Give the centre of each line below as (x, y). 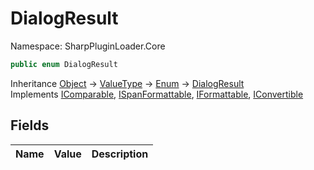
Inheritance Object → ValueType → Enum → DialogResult (127, 83)
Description (120, 154)
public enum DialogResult (64, 64)
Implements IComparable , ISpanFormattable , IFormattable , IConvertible (157, 94)
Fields (30, 125)
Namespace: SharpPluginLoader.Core (88, 46)
